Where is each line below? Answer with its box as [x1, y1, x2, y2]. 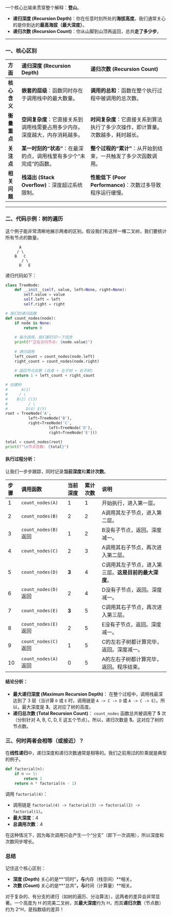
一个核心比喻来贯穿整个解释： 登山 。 [5, 5, 82, 10]
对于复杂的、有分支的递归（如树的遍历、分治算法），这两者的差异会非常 [5, 893, 156, 900]
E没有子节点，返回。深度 [101, 621, 162, 628]
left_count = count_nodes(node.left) [14, 354, 95, 359]
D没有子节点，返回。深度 [101, 586, 162, 593]
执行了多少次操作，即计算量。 [90, 124, 163, 131]
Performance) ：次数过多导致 [90, 181, 161, 189]
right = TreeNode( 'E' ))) [49, 430, 97, 435]
